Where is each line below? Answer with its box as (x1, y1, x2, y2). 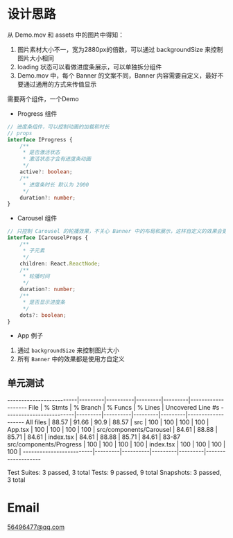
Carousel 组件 (17, 214, 58, 223)
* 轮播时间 (22, 273, 50, 280)
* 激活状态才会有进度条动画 (22, 155, 92, 163)
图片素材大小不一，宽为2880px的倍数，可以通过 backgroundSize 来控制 (17, 45, 223, 53)
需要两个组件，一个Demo (7, 94, 79, 103)
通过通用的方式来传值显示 (23, 80, 97, 88)
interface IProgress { (7, 136, 73, 143)
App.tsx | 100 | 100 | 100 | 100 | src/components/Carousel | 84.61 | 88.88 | (7, 426, 218, 434)
